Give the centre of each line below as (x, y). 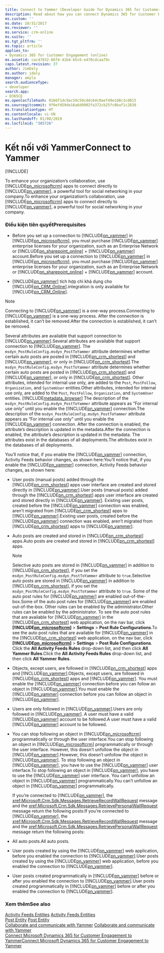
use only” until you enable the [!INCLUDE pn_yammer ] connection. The (75, 408)
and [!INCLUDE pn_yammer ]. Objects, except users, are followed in (78, 673)
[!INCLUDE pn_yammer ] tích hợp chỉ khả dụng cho (62, 281)
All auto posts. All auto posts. (41, 841)
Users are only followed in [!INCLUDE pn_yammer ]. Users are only (77, 709)
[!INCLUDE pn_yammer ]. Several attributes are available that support (73, 341)
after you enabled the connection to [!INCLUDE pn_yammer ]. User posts (83, 881)
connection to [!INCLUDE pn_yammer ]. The (48, 346)
